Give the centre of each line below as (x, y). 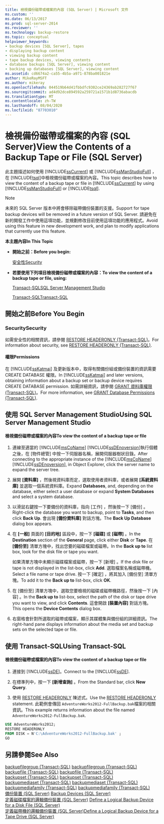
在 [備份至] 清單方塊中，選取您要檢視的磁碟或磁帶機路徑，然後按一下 (81, 591)
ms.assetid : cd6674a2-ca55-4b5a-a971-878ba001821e (58, 74)
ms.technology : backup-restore (37, 32)
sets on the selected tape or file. (45, 629)
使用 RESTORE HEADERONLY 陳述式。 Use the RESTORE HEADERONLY (84, 697)
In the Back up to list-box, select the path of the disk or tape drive (90, 597)
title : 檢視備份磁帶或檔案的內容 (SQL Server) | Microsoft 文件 (67, 10)
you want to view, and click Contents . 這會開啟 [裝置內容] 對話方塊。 (82, 603)
